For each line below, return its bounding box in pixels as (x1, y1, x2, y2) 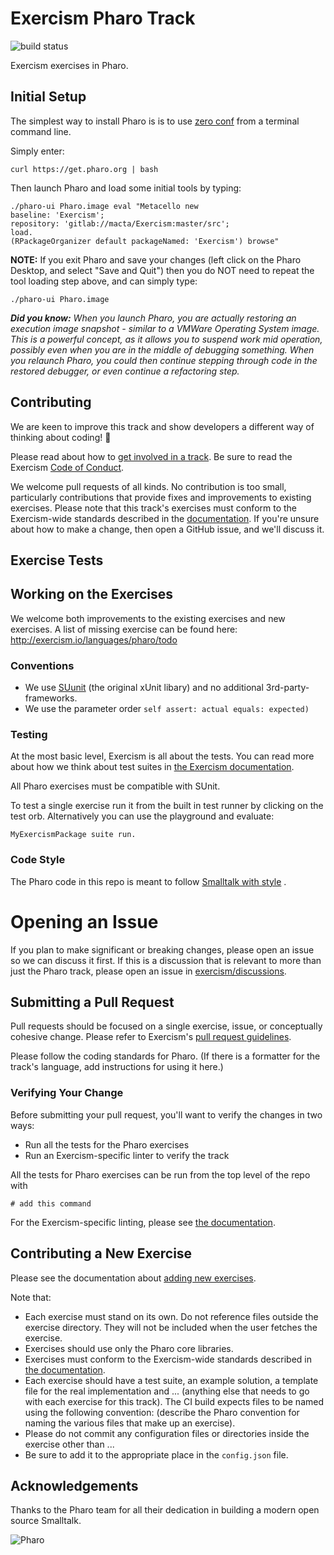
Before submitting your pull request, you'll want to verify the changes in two (10, 1108, 323, 1121)
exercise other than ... (24, 1438, 115, 1450)
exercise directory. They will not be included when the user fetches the (24, 1321, 318, 1333)
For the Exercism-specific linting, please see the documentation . (10, 1216, 276, 1228)
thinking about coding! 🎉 (10, 431, 112, 443)
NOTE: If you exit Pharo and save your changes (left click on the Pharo (10, 253, 302, 266)
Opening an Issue (10, 910, 159, 933)
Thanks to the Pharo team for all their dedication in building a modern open (10, 1504, 320, 1516)
